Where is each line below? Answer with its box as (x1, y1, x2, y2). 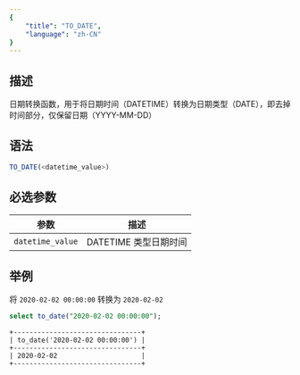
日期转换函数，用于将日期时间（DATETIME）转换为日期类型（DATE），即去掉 (9, 99, 291, 110)
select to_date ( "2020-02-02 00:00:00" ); (9, 312, 162, 321)
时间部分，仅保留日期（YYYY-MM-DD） (9, 110, 157, 121)
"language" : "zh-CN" (25, 29, 102, 38)
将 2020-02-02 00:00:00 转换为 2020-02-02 (9, 294, 163, 304)
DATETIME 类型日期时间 (86, 236, 187, 248)
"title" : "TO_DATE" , (25, 21, 102, 30)
